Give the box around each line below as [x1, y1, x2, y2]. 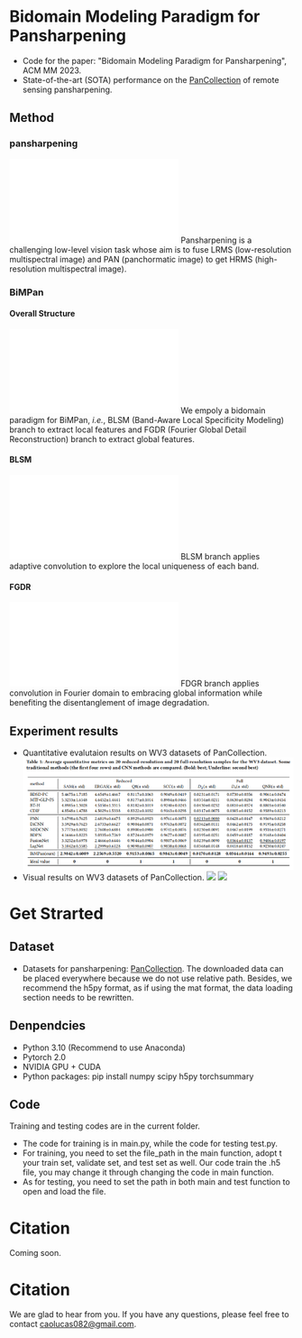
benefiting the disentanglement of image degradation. [9, 697, 210, 708]
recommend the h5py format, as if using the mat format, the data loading [22, 982, 293, 993]
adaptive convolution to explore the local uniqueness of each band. [9, 560, 260, 571]
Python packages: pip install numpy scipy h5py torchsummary [22, 1071, 254, 1082]
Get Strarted [9, 904, 104, 924]
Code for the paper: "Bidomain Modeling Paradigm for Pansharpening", [22, 55, 287, 66]
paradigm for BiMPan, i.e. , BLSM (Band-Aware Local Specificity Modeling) [9, 414, 285, 425]
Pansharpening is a [179, 235, 252, 245]
